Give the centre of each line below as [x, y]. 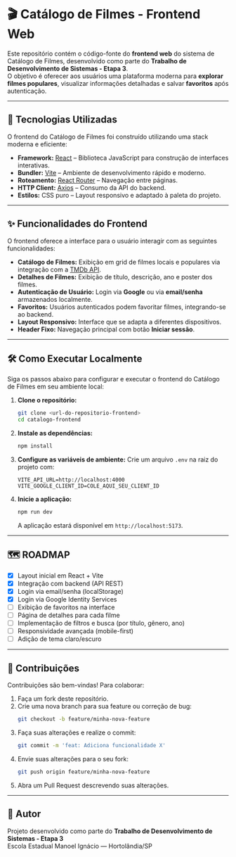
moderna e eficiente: [38, 144]
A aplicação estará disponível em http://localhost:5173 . [100, 525]
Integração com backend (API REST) [70, 583]
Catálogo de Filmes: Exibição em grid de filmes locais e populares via [119, 262]
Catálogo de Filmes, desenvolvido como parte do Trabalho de [97, 61]
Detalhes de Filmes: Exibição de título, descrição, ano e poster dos [115, 277]
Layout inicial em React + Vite [60, 576]
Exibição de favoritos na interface [66, 607]
